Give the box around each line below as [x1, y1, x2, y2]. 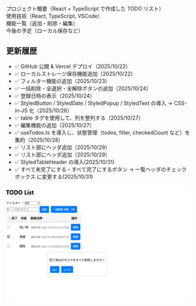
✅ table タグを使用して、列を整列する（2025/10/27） [14, 114, 144, 121]
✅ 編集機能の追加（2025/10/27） [14, 121, 95, 128]
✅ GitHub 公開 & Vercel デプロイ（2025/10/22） [14, 62, 131, 69]
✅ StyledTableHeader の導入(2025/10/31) [14, 158, 115, 165]
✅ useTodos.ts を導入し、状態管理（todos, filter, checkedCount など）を [14, 129, 191, 136]
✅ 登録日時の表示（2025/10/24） [14, 92, 95, 99]
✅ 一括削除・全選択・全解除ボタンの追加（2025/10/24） [14, 85, 151, 92]
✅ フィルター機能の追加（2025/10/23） [14, 77, 110, 84]
